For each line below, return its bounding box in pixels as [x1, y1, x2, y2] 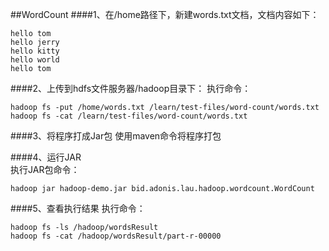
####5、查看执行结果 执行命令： [10, 203, 146, 214]
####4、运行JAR [10, 151, 82, 163]
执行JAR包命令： [10, 164, 80, 175]
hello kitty [10, 46, 60, 56]
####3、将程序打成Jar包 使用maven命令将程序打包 [10, 130, 222, 142]
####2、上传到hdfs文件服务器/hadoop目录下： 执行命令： [10, 83, 252, 94]
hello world [10, 55, 60, 65]
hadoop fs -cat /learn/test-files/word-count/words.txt [10, 111, 248, 121]
